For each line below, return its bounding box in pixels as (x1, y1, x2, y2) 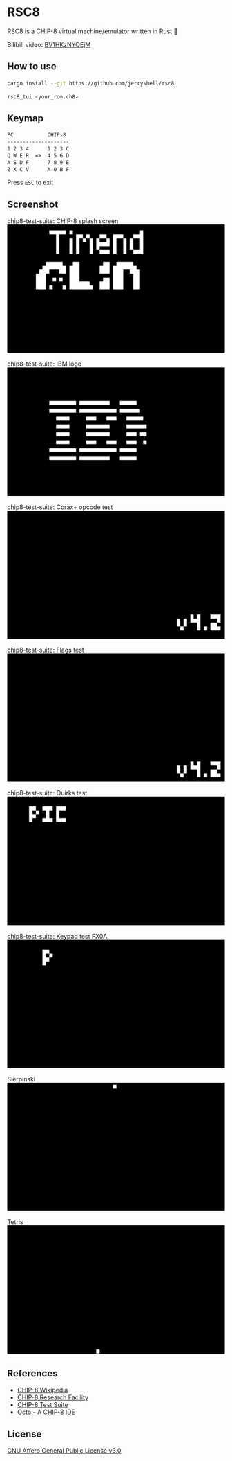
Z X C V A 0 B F (7, 166, 70, 173)
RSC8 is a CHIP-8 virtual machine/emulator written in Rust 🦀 (7, 27, 178, 35)
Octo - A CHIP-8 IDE (17, 1408, 76, 1417)
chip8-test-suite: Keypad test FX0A (7, 932, 108, 940)
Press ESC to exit (7, 178, 54, 187)
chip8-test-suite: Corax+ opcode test (7, 503, 113, 511)
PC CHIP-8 (7, 132, 67, 139)
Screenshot (7, 198, 59, 210)
